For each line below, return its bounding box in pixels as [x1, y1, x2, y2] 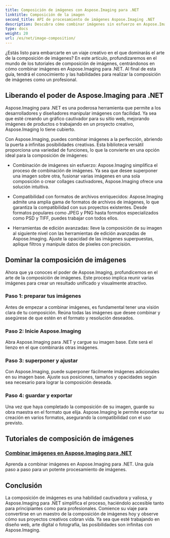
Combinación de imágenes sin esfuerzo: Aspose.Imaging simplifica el [12, 162, 158, 168]
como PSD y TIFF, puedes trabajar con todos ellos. [12, 215, 119, 221]
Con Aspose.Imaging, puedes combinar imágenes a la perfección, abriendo [5, 136, 163, 142]
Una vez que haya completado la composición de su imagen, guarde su [5, 404, 154, 410]
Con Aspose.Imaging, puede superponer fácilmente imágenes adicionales [5, 369, 159, 375]
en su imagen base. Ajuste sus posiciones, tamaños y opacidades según [5, 374, 157, 380]
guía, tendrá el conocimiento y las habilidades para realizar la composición [5, 71, 161, 77]
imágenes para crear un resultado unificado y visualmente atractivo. [5, 280, 148, 286]
